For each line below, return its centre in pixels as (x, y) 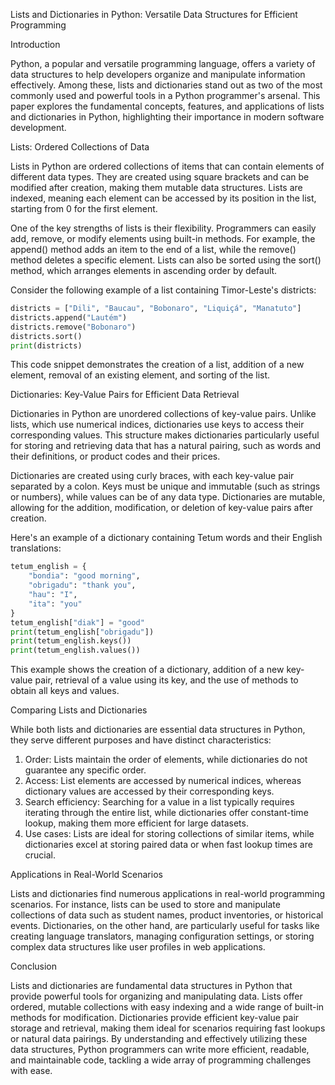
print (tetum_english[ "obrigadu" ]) (82, 632)
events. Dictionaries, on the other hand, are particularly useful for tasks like (165, 926)
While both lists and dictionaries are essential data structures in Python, (158, 730)
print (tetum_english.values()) (75, 650)
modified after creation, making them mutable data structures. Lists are (156, 187)
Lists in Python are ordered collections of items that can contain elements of (167, 166)
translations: (36, 548)
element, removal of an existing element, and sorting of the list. (140, 375)
